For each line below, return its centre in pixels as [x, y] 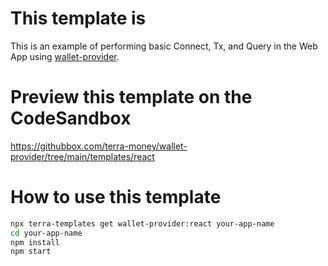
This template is [78, 18]
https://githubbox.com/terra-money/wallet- [99, 146]
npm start [31, 252]
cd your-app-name [46, 233]
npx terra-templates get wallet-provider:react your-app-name [142, 223]
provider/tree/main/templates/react [82, 156]
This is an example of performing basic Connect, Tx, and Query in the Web [164, 46]
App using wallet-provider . [65, 56]
